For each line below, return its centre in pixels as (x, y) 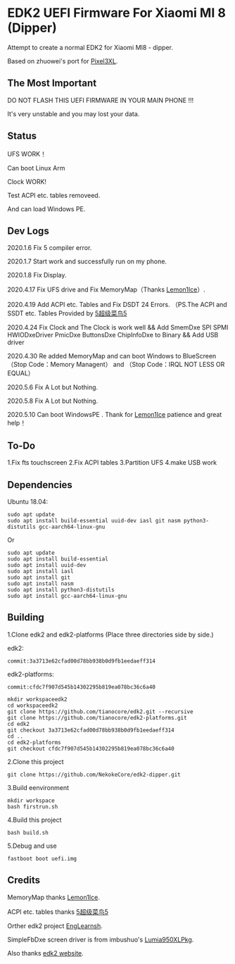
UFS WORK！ (27, 154)
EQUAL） (21, 373)
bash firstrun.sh (33, 807)
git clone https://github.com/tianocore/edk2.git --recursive (100, 712)
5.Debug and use (32, 846)
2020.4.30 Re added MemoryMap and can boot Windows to (94, 356)
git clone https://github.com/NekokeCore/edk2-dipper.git (94, 775)
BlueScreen (199, 356)
